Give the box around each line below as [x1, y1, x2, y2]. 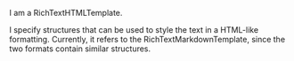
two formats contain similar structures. [9, 43, 151, 54]
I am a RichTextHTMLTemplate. [9, 8, 123, 18]
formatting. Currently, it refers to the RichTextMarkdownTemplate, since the [9, 34, 286, 44]
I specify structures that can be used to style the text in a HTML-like [9, 25, 259, 34]
